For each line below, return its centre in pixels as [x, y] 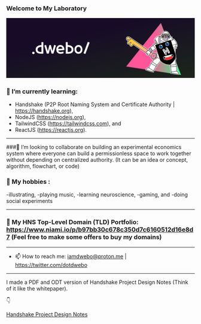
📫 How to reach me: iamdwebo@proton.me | [71, 256]
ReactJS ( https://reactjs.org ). [51, 130]
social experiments [29, 201]
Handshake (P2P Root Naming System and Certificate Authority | [95, 105]
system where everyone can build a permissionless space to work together [99, 153]
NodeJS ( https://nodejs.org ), [50, 117]
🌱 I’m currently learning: [42, 91]
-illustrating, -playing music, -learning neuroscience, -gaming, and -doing [97, 195]
